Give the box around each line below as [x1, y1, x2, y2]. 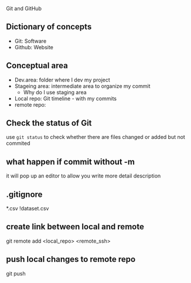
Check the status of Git [6, 118, 92, 128]
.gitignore [6, 189, 43, 199]
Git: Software [14, 37, 47, 45]
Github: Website [14, 43, 54, 50]
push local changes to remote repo [6, 254, 136, 264]
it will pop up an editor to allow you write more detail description [6, 172, 161, 179]
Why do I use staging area [23, 88, 87, 96]
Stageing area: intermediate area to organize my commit [14, 82, 151, 90]
